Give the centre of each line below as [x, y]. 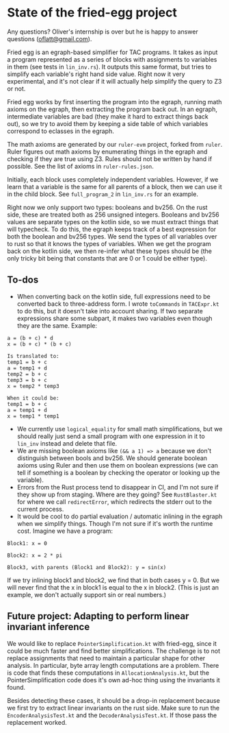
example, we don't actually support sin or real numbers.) [86, 594]
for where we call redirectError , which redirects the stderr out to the [114, 501]
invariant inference [49, 627]
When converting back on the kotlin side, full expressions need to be [113, 296]
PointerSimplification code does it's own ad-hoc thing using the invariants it [113, 680]
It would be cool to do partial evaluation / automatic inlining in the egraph [120, 516]
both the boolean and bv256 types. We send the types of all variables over [112, 236]
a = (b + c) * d [30, 338]
